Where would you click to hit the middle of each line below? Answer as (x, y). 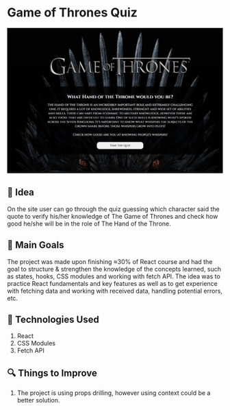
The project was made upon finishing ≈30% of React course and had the (110, 261)
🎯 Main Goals (36, 245)
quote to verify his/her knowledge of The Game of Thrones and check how (113, 216)
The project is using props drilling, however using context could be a (114, 393)
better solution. (38, 400)
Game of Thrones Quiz (73, 13)
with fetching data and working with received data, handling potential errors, (115, 291)
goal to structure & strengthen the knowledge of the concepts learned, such (114, 269)
